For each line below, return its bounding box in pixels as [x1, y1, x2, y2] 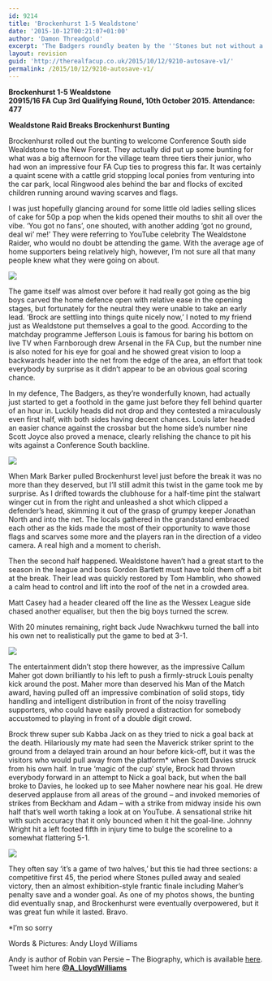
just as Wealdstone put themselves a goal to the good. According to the [8, 320, 248, 330]
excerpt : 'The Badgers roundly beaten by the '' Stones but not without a [8, 42, 264, 50]
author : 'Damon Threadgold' [8, 34, 104, 43]
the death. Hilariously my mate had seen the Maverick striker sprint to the [8, 737, 254, 748]
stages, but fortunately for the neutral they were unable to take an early [8, 303, 248, 313]
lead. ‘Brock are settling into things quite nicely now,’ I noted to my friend [8, 312, 252, 322]
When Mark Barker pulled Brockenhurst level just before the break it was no [8, 471, 262, 480]
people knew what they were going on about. [8, 255, 160, 265]
